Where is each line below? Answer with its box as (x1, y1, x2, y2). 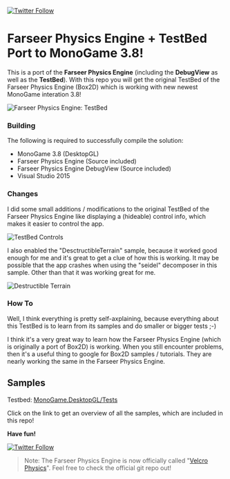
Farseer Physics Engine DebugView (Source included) (17, 164, 171, 173)
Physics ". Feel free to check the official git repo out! (23, 463, 171, 472)
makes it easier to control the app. (7, 219, 104, 228)
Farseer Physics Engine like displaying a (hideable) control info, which (7, 212, 206, 220)
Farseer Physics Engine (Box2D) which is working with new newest (7, 83, 198, 91)
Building (7, 121, 36, 130)
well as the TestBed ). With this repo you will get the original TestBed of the (7, 75, 220, 84)
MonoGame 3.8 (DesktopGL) (17, 150, 99, 158)
